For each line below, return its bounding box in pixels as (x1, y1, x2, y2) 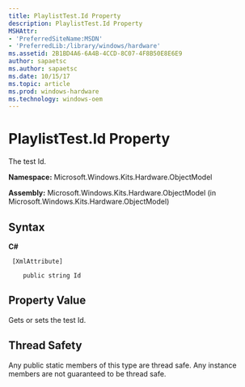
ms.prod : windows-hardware (8, 87, 99, 96)
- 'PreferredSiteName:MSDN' (8, 34, 103, 43)
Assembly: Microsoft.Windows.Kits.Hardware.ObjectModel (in (8, 188, 217, 198)
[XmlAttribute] (11, 257, 63, 265)
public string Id (23, 272, 82, 280)
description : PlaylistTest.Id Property (8, 19, 143, 28)
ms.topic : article (8, 80, 70, 88)
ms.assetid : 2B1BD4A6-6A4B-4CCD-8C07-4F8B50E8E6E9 (8, 49, 183, 58)
